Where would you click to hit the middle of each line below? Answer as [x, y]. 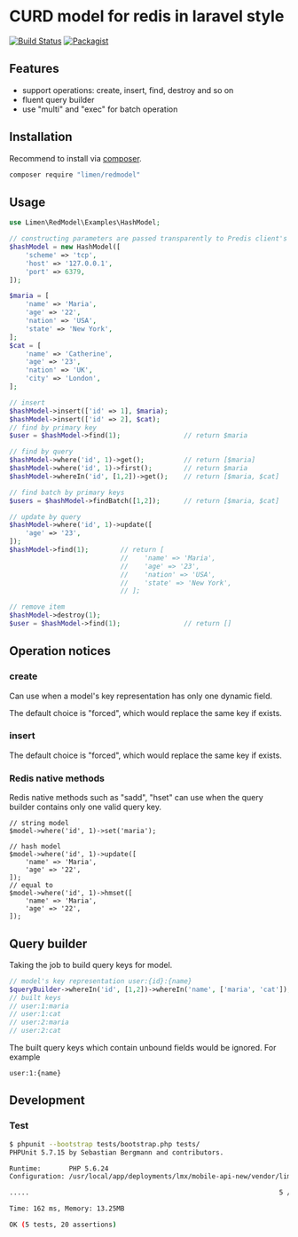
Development [47, 1101]
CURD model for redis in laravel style [147, 16]
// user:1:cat [35, 1014]
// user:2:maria [39, 1022]
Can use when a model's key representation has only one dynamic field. [141, 696]
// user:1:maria [39, 1006]
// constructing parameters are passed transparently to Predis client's [149, 239]
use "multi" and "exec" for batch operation [100, 109]
